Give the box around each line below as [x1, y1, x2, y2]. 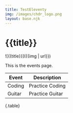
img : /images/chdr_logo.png [5, 12, 62, 17]
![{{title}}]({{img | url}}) [5, 53, 51, 59]
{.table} [5, 103, 20, 109]
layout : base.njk [5, 16, 40, 21]
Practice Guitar [29, 91, 63, 97]
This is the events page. [5, 63, 53, 69]
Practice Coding [29, 82, 66, 89]
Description [33, 74, 61, 81]
